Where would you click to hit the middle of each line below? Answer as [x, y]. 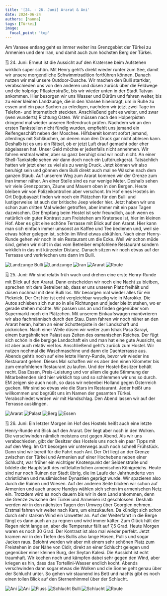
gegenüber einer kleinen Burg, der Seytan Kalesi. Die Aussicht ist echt [77, 552]
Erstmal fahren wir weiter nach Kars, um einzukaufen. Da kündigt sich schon [83, 510]
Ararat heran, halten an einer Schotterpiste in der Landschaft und [72, 324]
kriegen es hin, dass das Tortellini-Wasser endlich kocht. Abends [72, 563]
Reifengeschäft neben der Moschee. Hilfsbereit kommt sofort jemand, [77, 133]
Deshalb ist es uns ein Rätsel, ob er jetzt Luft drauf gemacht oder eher [77, 144]
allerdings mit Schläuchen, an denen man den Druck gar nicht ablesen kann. [83, 138]
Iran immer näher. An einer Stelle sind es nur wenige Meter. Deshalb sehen [82, 181]
